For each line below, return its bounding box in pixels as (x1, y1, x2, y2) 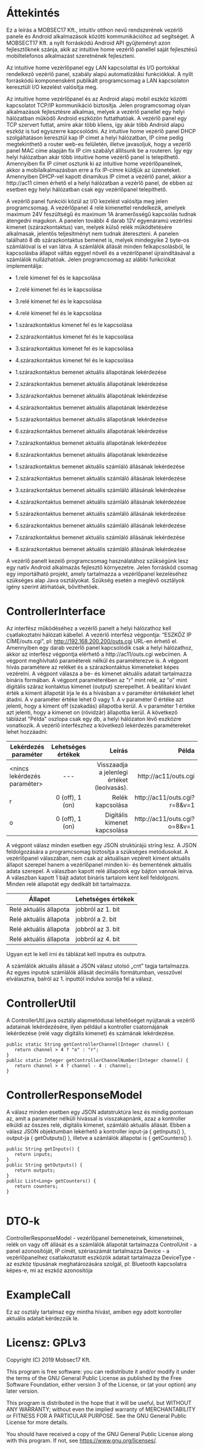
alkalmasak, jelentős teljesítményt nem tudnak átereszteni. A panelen (6, 230, 179, 237)
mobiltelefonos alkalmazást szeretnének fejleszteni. (6, 52, 135, 59)
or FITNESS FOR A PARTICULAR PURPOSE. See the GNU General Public (6, 1412, 187, 1419)
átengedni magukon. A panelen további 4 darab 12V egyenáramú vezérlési (6, 217, 192, 224)
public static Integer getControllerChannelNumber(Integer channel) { (6, 1057, 189, 1063)
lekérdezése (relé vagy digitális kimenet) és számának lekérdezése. (6, 1029, 175, 1036)
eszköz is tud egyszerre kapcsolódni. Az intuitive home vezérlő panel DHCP (6, 127, 196, 135)
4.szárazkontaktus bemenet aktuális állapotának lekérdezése (15, 404, 168, 411)
